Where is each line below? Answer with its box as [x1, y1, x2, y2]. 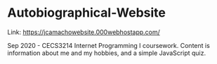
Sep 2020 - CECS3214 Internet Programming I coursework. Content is [7, 41, 211, 49]
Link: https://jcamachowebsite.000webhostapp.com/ [7, 28, 160, 36]
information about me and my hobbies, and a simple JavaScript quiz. [7, 49, 206, 57]
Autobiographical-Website [7, 5, 166, 21]
